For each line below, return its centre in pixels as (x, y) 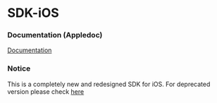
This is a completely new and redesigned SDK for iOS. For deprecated (109, 84)
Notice (19, 68)
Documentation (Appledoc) (55, 35)
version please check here (46, 91)
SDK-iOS (33, 13)
